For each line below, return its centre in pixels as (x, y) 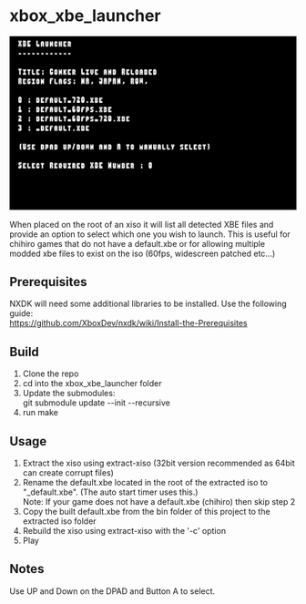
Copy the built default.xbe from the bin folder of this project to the (146, 512)
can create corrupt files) (68, 473)
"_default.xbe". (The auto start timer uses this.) (110, 492)
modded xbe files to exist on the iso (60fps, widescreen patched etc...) (143, 253)
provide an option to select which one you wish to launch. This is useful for (150, 234)
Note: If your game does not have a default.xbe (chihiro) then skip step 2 (159, 502)
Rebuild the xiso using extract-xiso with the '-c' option (124, 531)
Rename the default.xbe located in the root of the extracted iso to (145, 483)
